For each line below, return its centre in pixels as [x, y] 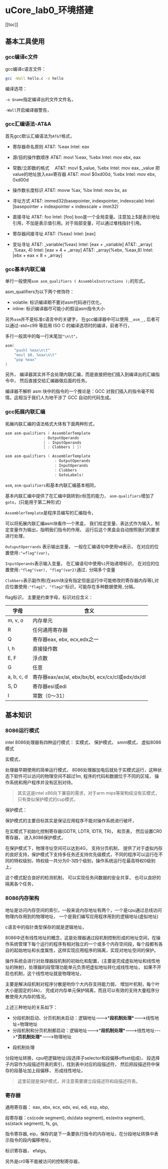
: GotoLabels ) [69, 475]
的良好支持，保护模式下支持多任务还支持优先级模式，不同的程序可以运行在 [82, 854]
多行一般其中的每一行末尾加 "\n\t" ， [42, 336]
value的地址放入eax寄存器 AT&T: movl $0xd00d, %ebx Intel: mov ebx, [84, 174]
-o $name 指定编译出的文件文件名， [40, 99]
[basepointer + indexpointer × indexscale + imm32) [65, 206]
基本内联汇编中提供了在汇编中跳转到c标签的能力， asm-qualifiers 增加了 [80, 496]
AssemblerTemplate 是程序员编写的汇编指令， [50, 513]
